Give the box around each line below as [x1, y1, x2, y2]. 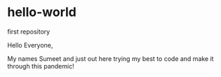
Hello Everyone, [7, 41, 53, 49]
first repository [7, 27, 51, 36]
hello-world [7, 4, 77, 20]
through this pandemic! [7, 62, 75, 70]
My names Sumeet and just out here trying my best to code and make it [7, 54, 214, 63]
